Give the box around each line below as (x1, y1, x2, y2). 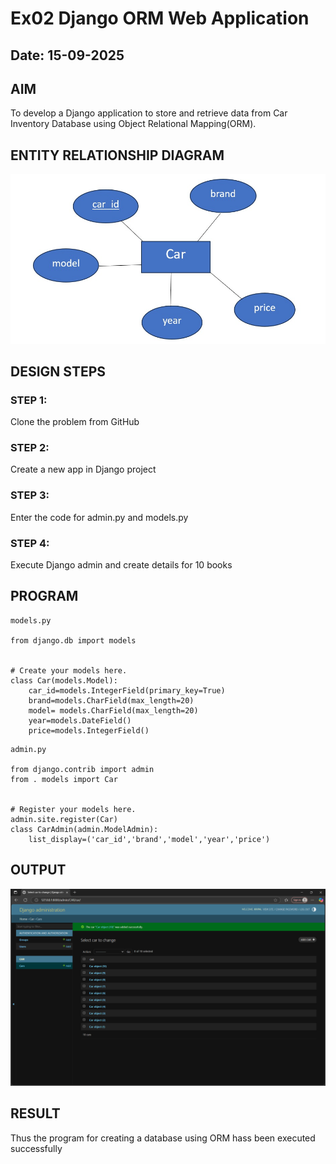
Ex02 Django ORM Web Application (10, 7, 310, 30)
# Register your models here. (10, 804, 137, 814)
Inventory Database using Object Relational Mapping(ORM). (10, 118, 257, 130)
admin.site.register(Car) (10, 814, 118, 824)
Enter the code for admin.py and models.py (10, 511, 189, 523)
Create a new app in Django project (10, 463, 157, 476)
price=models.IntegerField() (28, 725, 150, 736)
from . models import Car (10, 774, 118, 784)
